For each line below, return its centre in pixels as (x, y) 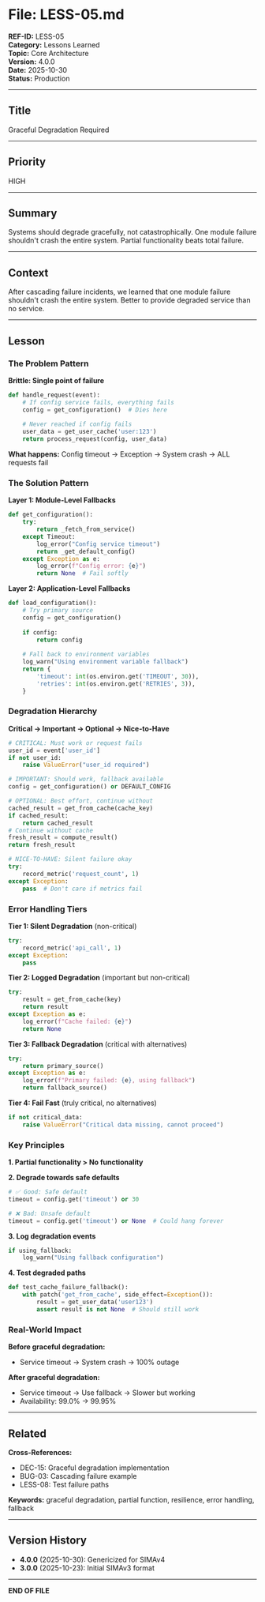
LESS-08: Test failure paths (64, 1484)
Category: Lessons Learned (54, 44)
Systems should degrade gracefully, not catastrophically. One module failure (132, 232)
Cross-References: (40, 1452)
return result (45, 1007)
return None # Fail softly (82, 573)
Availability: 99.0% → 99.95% (68, 1401)
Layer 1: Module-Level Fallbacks (62, 500)
